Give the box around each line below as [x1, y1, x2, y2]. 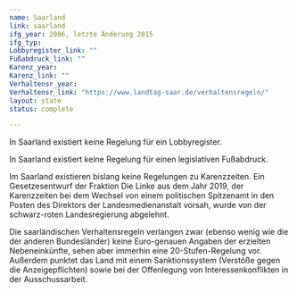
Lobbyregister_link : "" [9, 46, 98, 55]
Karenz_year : [9, 63, 58, 72]
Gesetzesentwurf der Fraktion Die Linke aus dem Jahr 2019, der [9, 180, 244, 192]
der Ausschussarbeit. [9, 274, 88, 285]
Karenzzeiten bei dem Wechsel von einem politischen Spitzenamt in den [9, 190, 275, 201]
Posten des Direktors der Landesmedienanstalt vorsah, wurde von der [9, 200, 267, 211]
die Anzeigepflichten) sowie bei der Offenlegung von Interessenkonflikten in [9, 264, 289, 275]
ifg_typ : [9, 38, 42, 47]
